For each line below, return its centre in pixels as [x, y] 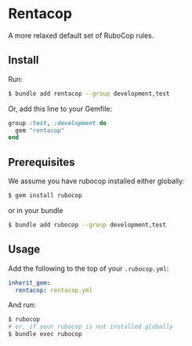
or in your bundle [36, 210]
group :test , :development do [58, 123]
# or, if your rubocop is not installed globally [91, 327]
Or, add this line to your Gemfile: [60, 109]
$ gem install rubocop [45, 196]
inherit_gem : [29, 283]
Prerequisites [42, 162]
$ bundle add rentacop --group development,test [89, 94]
